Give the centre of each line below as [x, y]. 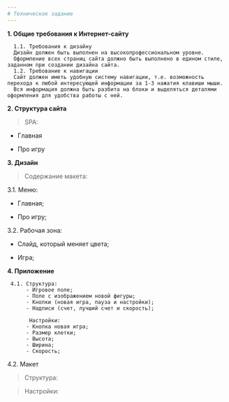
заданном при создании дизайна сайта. [64, 65]
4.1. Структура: [34, 284]
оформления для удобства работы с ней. [65, 95]
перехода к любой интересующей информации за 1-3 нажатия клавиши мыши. [115, 83]
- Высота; [40, 339]
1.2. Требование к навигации [56, 71]
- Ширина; [40, 345]
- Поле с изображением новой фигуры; [81, 296]
